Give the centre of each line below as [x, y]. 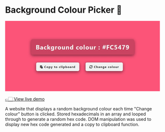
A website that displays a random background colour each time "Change [79, 109]
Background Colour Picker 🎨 [64, 10]
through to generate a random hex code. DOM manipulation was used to [78, 119]
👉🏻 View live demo [25, 99]
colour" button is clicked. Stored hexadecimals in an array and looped [76, 114]
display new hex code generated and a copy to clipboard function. [72, 124]
